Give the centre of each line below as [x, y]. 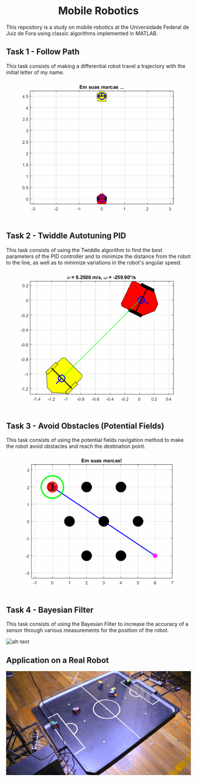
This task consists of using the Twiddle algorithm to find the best [84, 250]
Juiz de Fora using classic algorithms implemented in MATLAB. [82, 33]
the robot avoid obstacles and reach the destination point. [76, 446]
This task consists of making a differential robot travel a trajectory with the [96, 66]
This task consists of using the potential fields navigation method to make [95, 440]
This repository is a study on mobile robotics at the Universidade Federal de [98, 27]
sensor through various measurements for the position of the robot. [87, 631]
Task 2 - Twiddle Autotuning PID [66, 236]
